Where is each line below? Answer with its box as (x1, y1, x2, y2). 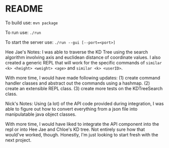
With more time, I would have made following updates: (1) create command (5, 75, 160, 81)
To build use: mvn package (5, 20, 58, 26)
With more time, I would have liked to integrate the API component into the (5, 121, 159, 127)
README (5, 3, 43, 15)
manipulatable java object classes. (5, 111, 76, 117)
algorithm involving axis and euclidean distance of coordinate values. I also (5, 54, 161, 60)
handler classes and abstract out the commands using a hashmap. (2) (5, 80, 150, 86)
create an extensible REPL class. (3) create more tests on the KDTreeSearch (5, 85, 163, 91)
